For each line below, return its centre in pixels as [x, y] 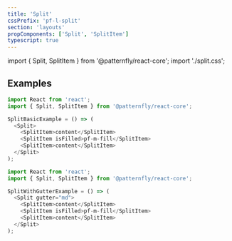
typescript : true [33, 41]
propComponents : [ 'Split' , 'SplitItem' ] [68, 34]
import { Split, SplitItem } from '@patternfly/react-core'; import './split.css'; [116, 61]
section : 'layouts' [36, 27]
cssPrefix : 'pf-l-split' [44, 21]
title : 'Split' [30, 14]
